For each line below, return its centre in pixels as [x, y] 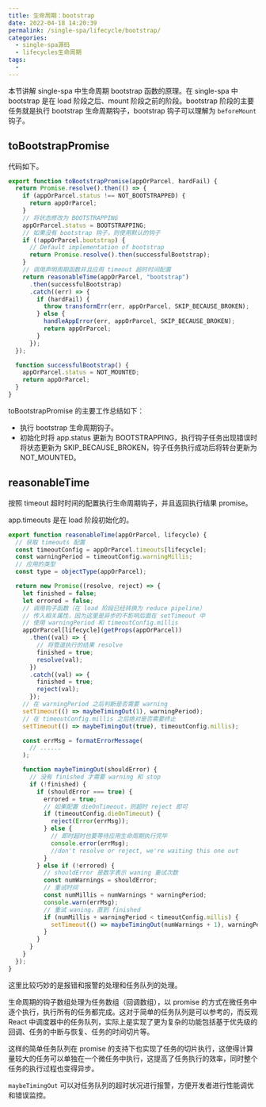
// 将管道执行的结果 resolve [80, 645]
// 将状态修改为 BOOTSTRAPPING [70, 218]
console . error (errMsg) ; [89, 843]
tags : [17, 60]
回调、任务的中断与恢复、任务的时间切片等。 [81, 1032]
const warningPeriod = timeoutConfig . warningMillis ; [104, 557]
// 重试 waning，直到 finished [92, 909]
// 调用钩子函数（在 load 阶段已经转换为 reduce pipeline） [114, 608]
